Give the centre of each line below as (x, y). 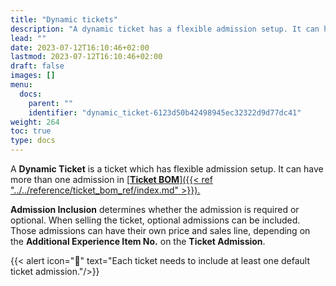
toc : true (31, 131)
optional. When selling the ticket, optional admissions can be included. (155, 220)
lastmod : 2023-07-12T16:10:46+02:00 (86, 57)
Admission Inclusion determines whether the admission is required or (155, 209)
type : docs (33, 141)
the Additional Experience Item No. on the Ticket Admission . (138, 241)
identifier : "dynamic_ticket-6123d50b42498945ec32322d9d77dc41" (165, 112)
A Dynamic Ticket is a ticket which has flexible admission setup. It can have (167, 169)
